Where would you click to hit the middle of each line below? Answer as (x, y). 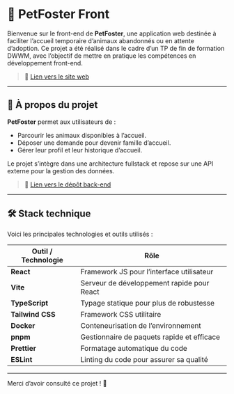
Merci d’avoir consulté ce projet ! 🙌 (57, 383)
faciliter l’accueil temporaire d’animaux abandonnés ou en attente (101, 40)
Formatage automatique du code (134, 348)
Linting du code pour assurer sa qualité (145, 359)
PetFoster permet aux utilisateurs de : (62, 122)
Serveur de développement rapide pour (145, 283)
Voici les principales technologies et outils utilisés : (80, 234)
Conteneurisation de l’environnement (141, 325)
